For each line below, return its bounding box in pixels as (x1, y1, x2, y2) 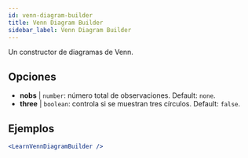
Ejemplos (8, 122, 55, 135)
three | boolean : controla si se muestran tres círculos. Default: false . (19, 99, 241, 109)
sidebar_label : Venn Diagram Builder (8, 26, 132, 34)
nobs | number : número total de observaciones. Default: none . (19, 91, 216, 100)
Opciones (8, 70, 57, 83)
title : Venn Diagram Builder (8, 19, 104, 27)
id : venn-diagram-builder (8, 11, 93, 20)
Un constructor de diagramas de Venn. (8, 48, 133, 57)
